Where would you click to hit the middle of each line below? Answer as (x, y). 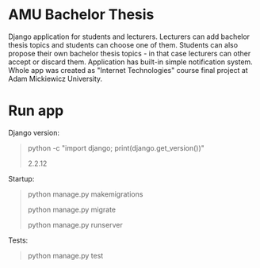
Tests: (18, 240)
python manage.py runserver (75, 224)
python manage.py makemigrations (85, 194)
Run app (36, 111)
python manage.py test (65, 255)
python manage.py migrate (72, 209)
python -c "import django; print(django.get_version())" (116, 147)
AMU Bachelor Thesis (81, 15)
